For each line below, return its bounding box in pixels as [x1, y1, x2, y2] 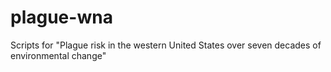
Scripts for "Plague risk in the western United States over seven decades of [10, 39, 322, 51]
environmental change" [10, 49, 107, 61]
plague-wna [10, 6, 113, 29]
